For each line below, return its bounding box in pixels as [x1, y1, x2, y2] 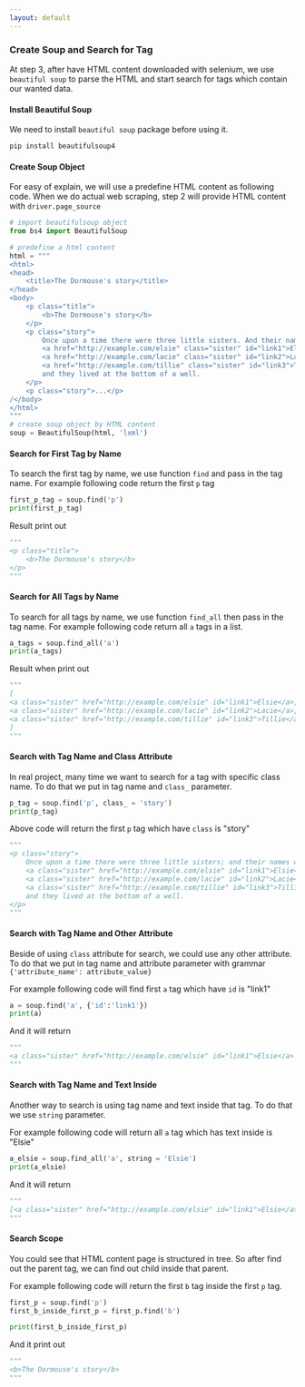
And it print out [9, 1339, 65, 1350]
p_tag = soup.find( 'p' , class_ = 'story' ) [9, 798, 172, 807]
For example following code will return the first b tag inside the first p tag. [9, 1280, 283, 1291]
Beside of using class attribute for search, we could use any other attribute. [9, 948, 292, 959]
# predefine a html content [9, 242, 116, 252]
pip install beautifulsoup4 [9, 142, 116, 151]
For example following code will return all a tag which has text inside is [9, 1127, 273, 1138]
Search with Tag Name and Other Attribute [9, 927, 173, 939]
